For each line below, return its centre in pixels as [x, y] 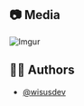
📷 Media [35, 15]
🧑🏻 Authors [42, 70]
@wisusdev [44, 92]
